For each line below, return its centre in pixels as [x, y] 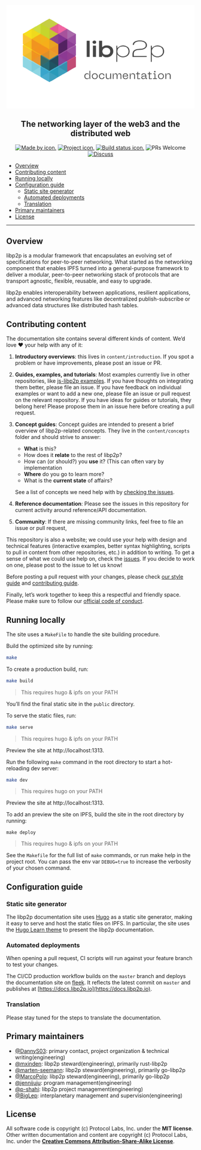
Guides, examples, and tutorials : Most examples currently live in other [102, 375]
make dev [17, 780]
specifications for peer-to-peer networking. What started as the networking [99, 262]
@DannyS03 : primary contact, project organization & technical [92, 1051]
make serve [20, 727]
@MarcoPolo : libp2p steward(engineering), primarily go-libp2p [92, 1076]
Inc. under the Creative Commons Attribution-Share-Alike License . [91, 1141]
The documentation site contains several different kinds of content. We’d [96, 339]
